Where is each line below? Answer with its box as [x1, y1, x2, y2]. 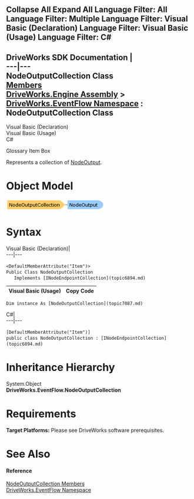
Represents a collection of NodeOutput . [6, 159, 102, 166]
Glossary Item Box [6, 147, 51, 155]
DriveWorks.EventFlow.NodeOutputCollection [6, 386, 122, 394]
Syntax [6, 225, 42, 239]
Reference [6, 467, 32, 474]
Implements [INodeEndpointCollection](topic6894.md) [14, 275, 146, 281]
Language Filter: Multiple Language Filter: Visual [6, 14, 188, 24]
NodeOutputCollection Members [6, 480, 85, 487]
